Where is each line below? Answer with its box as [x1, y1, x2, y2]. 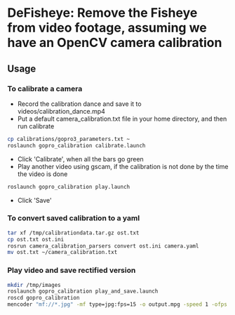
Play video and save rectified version [7, 265, 136, 275]
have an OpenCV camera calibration [7, 35, 222, 51]
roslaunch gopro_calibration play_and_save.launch [7, 288, 159, 295]
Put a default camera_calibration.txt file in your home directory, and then [17, 114, 227, 123]
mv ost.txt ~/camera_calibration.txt [7, 249, 118, 256]
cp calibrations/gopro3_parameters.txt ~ [7, 135, 130, 142]
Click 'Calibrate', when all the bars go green [17, 154, 144, 163]
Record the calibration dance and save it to [17, 100, 142, 108]
